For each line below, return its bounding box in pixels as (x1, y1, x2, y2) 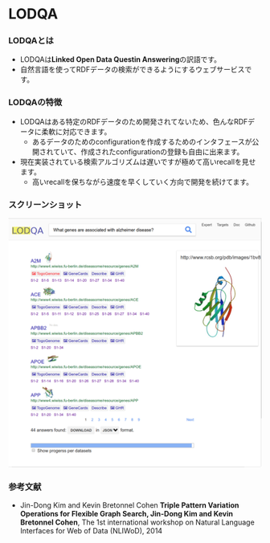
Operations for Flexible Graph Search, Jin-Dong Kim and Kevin (19, 508, 233, 518)
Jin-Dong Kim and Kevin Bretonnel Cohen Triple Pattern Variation (19, 500, 239, 510)
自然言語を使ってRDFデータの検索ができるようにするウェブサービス (19, 65, 245, 75)
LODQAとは (8, 35, 55, 47)
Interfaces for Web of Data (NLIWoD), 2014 (19, 525, 163, 535)
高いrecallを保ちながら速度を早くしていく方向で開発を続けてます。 (31, 177, 254, 186)
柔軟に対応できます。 (41, 126, 112, 137)
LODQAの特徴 (8, 97, 63, 108)
